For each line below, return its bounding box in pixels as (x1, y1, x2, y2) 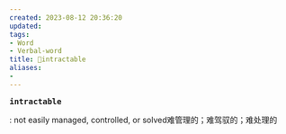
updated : (9, 22, 42, 31)
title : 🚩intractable (9, 55, 87, 64)
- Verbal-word (9, 47, 63, 56)
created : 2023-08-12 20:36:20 (9, 13, 123, 22)
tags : (9, 30, 30, 39)
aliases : (9, 64, 42, 73)
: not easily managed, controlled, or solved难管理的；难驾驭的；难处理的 (9, 114, 278, 125)
